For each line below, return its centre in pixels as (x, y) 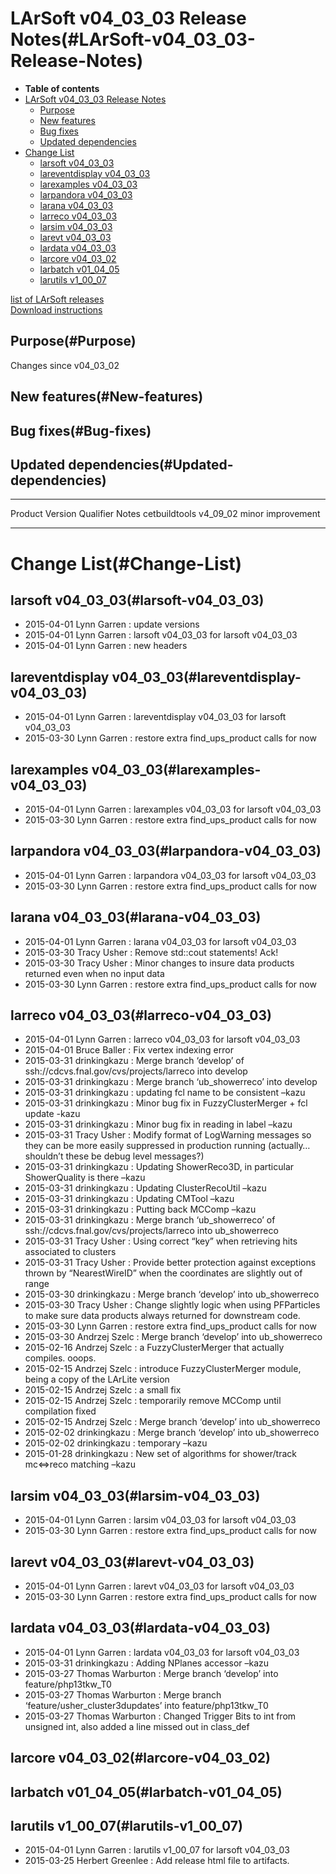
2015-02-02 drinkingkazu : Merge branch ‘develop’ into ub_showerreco (172, 1433)
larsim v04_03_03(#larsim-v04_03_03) (135, 1495)
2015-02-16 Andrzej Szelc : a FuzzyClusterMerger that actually (154, 1348)
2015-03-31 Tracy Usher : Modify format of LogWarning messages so (168, 1135)
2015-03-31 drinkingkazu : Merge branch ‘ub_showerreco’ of (150, 1220)
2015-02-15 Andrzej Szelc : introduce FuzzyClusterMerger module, (163, 1369)
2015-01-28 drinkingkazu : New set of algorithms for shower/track (160, 1454)
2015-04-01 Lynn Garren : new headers (106, 646)
